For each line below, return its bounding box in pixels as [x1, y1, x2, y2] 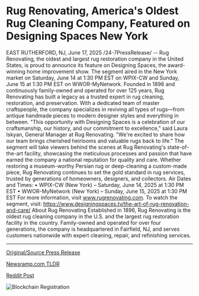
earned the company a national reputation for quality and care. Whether [6, 156, 182, 163]
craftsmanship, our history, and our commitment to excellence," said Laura [6, 125, 188, 132]
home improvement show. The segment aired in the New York [26, 68, 178, 75]
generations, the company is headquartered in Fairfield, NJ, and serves [6, 225, 180, 233]
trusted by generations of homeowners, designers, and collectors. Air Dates [6, 175, 191, 182]
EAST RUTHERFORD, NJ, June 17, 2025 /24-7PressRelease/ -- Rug [6, 49, 169, 56]
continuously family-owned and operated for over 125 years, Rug [6, 87, 165, 94]
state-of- [167, 144, 190, 151]
